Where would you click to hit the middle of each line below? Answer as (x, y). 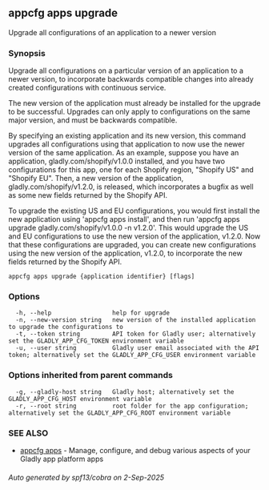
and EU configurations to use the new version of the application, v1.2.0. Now (134, 236)
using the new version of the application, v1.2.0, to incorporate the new (125, 253)
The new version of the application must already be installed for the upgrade (134, 103)
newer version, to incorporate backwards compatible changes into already (131, 79)
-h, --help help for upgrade (93, 313)
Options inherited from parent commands (91, 376)
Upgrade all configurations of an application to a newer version (112, 32)
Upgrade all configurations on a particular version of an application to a (126, 70)
